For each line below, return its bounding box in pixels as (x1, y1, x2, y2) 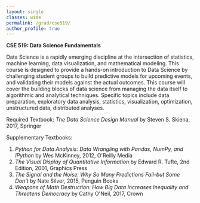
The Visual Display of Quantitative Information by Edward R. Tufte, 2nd (14, 158, 190, 165)
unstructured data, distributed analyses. (6, 104, 104, 111)
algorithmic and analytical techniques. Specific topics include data (6, 92, 170, 99)
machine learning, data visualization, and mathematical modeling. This (6, 60, 179, 67)
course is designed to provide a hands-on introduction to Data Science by (6, 66, 188, 74)
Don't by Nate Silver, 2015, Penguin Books (14, 177, 119, 184)
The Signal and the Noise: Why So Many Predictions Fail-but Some (14, 171, 180, 178)
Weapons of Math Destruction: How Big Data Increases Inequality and (14, 184, 189, 191)
